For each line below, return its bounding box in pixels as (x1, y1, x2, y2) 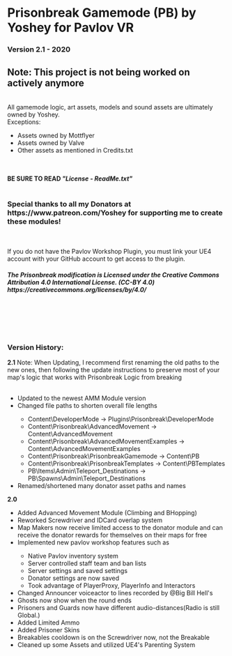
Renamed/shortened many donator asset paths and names (17, 482, 186, 490)
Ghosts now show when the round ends (17, 596, 132, 604)
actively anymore (7, 77, 85, 89)
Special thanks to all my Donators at (7, 199, 131, 208)
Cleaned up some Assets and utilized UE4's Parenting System (17, 641, 196, 649)
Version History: (7, 343, 64, 353)
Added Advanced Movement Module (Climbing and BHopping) (17, 509, 197, 517)
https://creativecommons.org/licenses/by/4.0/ (7, 285, 147, 293)
